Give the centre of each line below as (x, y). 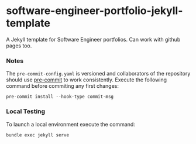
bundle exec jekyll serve (37, 135)
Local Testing (26, 111)
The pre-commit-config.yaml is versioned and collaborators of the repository (98, 74)
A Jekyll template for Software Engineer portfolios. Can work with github (93, 39)
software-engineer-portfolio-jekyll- (94, 11)
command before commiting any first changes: (62, 86)
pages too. (19, 46)
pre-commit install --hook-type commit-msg (60, 97)
